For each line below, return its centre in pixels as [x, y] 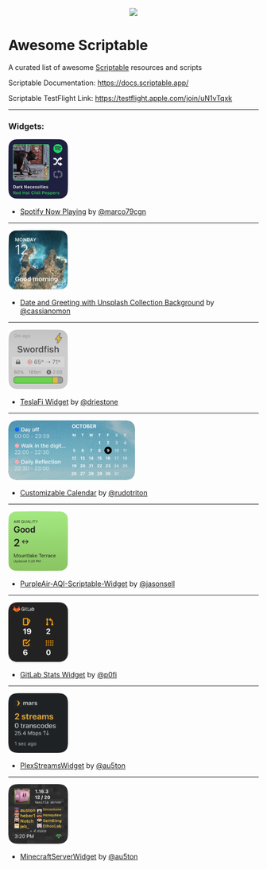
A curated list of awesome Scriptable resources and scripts [105, 67]
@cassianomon [45, 311]
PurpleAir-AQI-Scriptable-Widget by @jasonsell [97, 584]
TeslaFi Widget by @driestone [69, 402]
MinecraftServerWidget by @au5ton [79, 856]
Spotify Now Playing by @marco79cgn [83, 211]
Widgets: [27, 126]
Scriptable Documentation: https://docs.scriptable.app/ [99, 83]
